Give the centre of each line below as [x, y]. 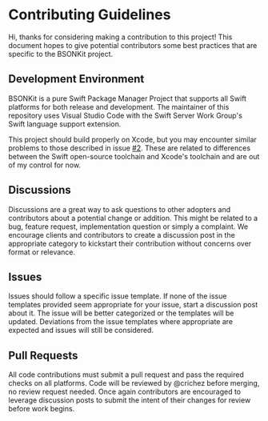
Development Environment [76, 79]
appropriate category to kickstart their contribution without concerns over [130, 243]
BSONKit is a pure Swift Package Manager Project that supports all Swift [127, 98]
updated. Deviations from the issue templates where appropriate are [121, 322]
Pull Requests [43, 355]
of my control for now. [45, 165]
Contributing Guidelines [90, 15]
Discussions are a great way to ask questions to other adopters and [120, 209]
